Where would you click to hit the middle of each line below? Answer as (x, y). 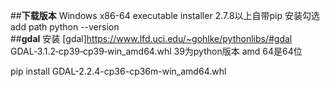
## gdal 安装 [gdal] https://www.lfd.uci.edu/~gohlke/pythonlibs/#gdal (151, 38)
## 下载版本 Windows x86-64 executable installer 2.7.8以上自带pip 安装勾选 (165, 15)
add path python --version (65, 27)
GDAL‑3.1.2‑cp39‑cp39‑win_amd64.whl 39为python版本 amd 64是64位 (156, 51)
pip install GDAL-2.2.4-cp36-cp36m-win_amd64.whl (118, 71)
